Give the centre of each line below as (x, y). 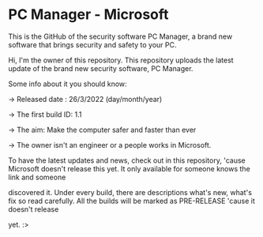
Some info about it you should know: (68, 84)
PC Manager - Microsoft (88, 15)
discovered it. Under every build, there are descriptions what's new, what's (130, 192)
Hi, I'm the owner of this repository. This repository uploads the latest (121, 60)
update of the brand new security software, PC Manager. (101, 68)
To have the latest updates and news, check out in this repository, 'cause (127, 160)
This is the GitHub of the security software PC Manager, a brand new (120, 36)
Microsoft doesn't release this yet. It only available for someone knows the (129, 168)
